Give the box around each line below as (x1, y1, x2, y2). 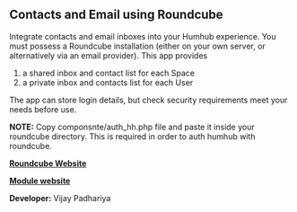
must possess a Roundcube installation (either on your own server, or (9, 40, 266, 51)
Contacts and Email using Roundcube (9, 7, 223, 22)
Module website (9, 175, 71, 186)
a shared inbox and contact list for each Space (22, 67, 196, 78)
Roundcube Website (9, 157, 87, 169)
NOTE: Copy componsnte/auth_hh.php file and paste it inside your (9, 121, 255, 132)
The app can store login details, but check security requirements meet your (9, 94, 288, 105)
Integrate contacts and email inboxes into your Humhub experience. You (9, 31, 276, 41)
